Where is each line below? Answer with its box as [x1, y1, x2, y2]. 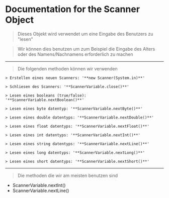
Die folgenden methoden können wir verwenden [17, 65, 118, 71]
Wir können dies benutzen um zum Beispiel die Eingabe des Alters [17, 46, 155, 52]
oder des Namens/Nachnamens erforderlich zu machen [17, 51, 133, 57]
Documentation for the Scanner [5, 4, 140, 15]
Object [5, 14, 34, 26]
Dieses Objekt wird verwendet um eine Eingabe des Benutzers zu [17, 31, 153, 37]
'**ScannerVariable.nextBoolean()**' [5, 97, 84, 103]
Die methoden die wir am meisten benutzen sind [17, 172, 118, 178]
